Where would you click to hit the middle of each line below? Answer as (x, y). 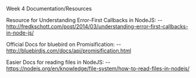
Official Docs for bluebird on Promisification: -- (64, 44)
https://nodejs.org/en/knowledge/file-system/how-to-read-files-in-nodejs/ (98, 68)
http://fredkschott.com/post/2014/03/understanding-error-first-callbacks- (97, 26)
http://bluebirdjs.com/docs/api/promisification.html (69, 51)
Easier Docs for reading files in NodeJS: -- (58, 62)
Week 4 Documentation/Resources (49, 9)
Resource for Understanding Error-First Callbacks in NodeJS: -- (84, 20)
